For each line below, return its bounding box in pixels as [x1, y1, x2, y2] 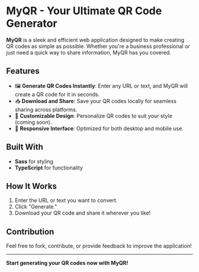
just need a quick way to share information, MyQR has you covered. [6, 49, 172, 56]
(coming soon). [14, 119, 52, 126]
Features [6, 66, 40, 76]
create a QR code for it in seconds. [14, 91, 100, 98]
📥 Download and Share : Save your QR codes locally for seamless [14, 97, 176, 104]
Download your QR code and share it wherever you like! [14, 209, 151, 217]
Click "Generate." [14, 203, 57, 210]
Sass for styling [14, 158, 53, 165]
